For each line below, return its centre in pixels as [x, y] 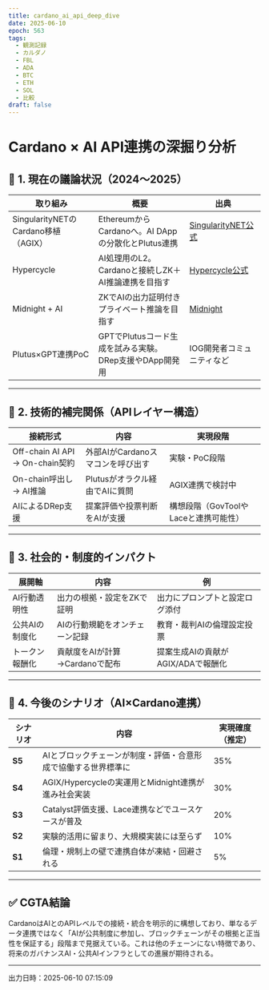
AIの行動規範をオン [93, 624]
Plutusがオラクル [117, 479]
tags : [17, 38]
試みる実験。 [138, 348]
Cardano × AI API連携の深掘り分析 [122, 147]
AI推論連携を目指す [134, 283]
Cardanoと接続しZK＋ [140, 271]
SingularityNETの [45, 219]
